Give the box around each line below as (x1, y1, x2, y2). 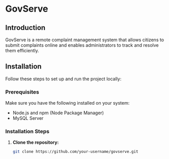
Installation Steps (5, 128, 50, 135)
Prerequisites (5, 88, 39, 96)
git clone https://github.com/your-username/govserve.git (12, 149, 138, 154)
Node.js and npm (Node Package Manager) (12, 110, 104, 116)
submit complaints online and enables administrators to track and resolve (5, 42, 159, 48)
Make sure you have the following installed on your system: (5, 100, 130, 106)
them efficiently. (5, 48, 39, 53)
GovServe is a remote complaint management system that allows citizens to (5, 37, 164, 43)
